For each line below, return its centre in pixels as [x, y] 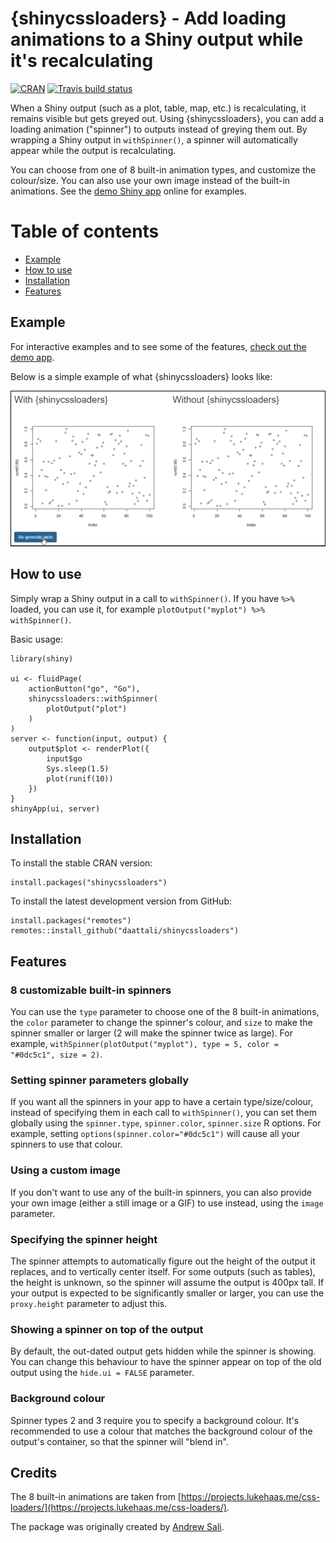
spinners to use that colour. [66, 1144]
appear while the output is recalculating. [93, 150]
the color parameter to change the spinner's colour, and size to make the [161, 1023]
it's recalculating [82, 61]
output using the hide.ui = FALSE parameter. [102, 1373]
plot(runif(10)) [80, 778]
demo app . [32, 357]
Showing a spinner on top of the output [107, 1329]
